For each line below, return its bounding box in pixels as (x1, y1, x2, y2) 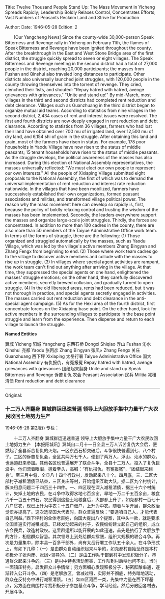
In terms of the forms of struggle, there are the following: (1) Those (5, 233, 140, 239)
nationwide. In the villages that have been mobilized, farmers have (5, 186, 139, 191)
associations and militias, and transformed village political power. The (5, 196, 146, 202)
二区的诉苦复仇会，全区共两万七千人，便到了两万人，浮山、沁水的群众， (13, 454, 160, 460)
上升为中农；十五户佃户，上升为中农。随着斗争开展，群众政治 (35, 503, 160, 509)
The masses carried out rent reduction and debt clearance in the (5, 296, 136, 301)
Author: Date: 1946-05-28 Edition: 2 (5, 24, 78, 30)
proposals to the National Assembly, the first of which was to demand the (5, 175, 154, 181)
